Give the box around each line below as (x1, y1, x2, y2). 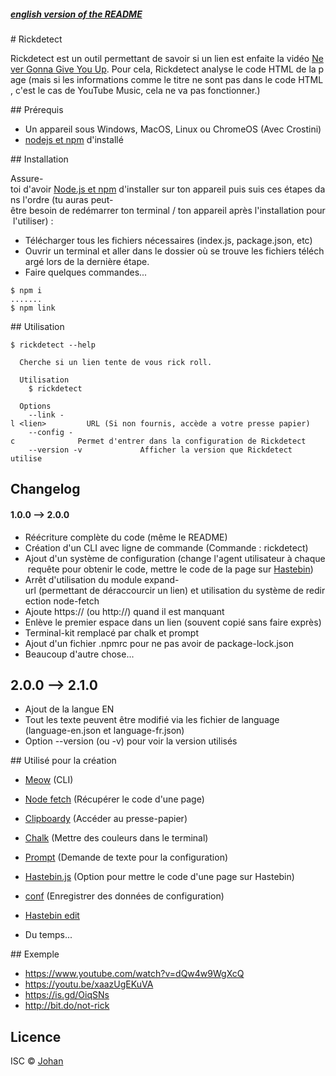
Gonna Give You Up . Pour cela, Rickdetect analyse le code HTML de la (25, 63, 317, 75)
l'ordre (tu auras (22, 193, 89, 205)
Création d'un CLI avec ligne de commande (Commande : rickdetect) (24, 541, 309, 554)
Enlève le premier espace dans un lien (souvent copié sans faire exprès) (24, 616, 322, 628)
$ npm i (10, 285, 43, 295)
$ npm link (10, 303, 56, 313)
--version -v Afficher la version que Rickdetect (28, 445, 293, 455)
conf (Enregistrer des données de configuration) (24, 890, 225, 902)
